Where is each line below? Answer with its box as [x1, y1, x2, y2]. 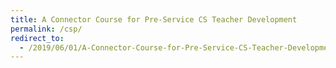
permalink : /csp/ [10, 24, 83, 34]
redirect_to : [10, 33, 65, 43]
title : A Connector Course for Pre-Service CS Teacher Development [10, 14, 298, 25]
